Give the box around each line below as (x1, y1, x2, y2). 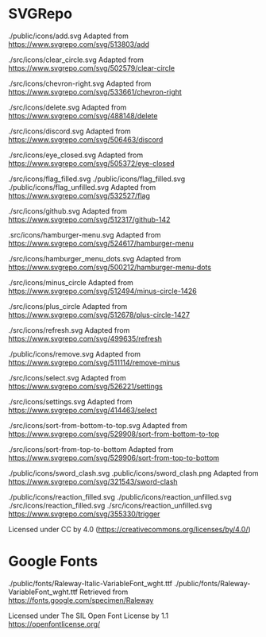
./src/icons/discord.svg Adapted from (8, 126, 131, 136)
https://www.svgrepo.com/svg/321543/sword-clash (8, 477, 178, 486)
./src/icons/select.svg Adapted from (8, 373, 126, 382)
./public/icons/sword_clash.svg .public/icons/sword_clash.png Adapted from (8, 468, 259, 477)
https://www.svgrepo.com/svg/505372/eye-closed (8, 158, 175, 168)
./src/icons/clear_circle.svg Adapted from (8, 55, 145, 64)
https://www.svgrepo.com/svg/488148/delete (8, 110, 158, 120)
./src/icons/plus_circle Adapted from (8, 301, 128, 311)
